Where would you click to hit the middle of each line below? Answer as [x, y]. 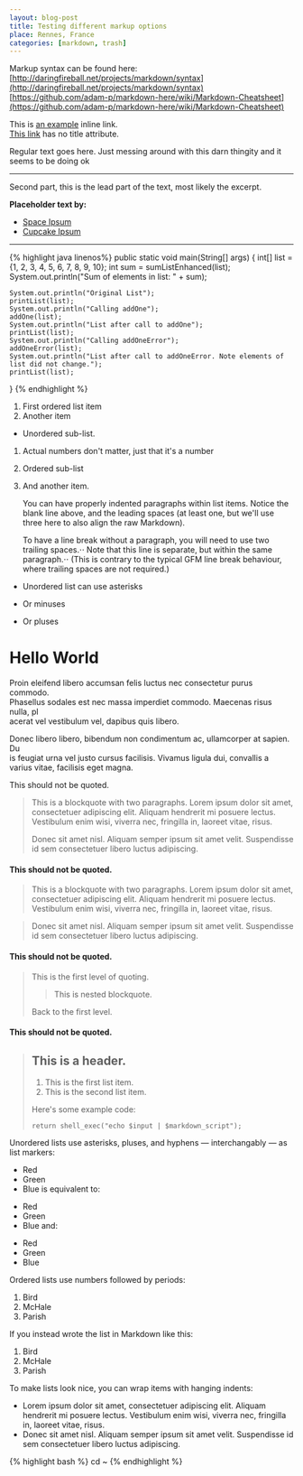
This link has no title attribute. [64, 134]
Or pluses [40, 622]
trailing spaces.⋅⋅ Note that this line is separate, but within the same [147, 550]
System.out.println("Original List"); [82, 293]
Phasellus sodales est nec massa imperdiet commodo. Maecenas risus [141, 702]
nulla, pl [24, 712]
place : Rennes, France [52, 34]
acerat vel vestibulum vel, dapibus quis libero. [94, 721]
